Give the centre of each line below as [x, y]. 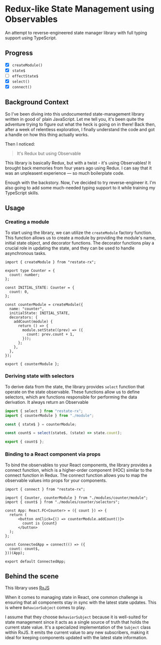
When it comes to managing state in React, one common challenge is [74, 597]
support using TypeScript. [31, 38]
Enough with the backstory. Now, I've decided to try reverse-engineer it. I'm [80, 182]
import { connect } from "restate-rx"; [45, 489]
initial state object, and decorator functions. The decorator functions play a [80, 243]
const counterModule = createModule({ [44, 304]
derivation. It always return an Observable [47, 402]
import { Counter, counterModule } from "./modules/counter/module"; [77, 498]
